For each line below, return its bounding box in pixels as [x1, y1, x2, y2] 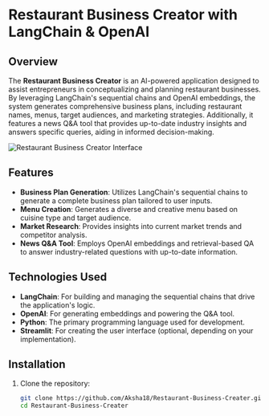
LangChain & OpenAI [8, 22, 150, 41]
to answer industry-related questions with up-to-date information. [19, 247, 238, 256]
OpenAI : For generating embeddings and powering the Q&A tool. [19, 308, 235, 318]
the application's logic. [19, 300, 96, 310]
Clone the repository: [19, 379, 91, 389]
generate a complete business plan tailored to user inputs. [19, 195, 213, 206]
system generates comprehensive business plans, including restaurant [8, 102, 243, 111]
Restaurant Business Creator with [8, 6, 238, 24]
